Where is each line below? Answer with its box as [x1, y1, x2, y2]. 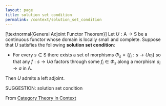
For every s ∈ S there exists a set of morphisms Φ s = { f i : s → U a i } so [12, 52, 161, 59]
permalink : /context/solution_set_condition [5, 17, 102, 22]
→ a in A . [12, 65, 32, 71]
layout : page [5, 7, 33, 13]
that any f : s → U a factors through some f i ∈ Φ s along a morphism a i [12, 58, 160, 66]
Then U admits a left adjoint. [5, 75, 65, 81]
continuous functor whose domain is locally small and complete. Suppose [5, 36, 161, 43]
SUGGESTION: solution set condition [5, 85, 83, 91]
